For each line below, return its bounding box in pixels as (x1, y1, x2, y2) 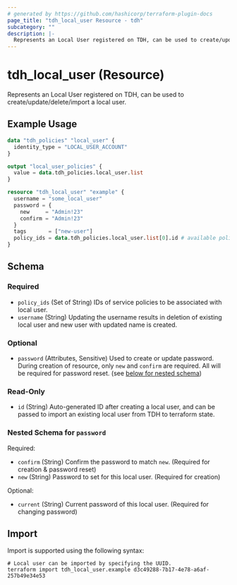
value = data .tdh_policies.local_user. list (13, 169, 143, 176)
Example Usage (7, 118, 78, 131)
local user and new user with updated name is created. (17, 320, 178, 329)
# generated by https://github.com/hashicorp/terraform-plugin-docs (7, 10, 213, 18)
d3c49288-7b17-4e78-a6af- (133, 566, 210, 574)
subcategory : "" (7, 23, 55, 30)
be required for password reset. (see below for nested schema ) (17, 368, 202, 378)
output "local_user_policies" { (7, 163, 102, 170)
